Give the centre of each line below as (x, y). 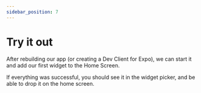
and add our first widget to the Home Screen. (63, 65)
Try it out (30, 42)
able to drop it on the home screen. (50, 83)
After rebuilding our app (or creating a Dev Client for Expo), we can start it (99, 59)
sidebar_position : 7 (33, 12)
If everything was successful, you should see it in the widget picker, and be (101, 77)
